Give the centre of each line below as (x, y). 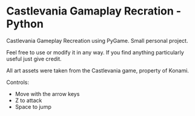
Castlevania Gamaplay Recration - (94, 11)
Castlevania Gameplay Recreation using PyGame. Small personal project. (97, 40)
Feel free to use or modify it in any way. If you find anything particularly (95, 52)
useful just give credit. (34, 59)
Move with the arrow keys (47, 94)
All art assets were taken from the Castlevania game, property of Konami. (98, 70)
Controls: (18, 82)
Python (25, 24)
